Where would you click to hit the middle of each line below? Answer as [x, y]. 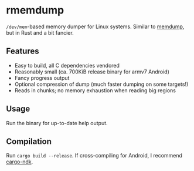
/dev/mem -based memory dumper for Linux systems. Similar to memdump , [95, 26]
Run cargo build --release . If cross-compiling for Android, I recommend [94, 156]
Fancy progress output [42, 78]
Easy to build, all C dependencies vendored [67, 65]
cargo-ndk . [20, 162]
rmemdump [35, 10]
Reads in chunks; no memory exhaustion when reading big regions [95, 90]
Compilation [29, 141]
